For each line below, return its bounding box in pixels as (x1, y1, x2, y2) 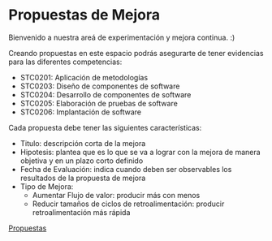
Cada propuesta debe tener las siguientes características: (8, 123, 202, 132)
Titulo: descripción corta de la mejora (19, 138, 146, 148)
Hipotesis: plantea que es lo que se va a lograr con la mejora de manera (19, 147, 261, 157)
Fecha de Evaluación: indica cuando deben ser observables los (19, 164, 232, 174)
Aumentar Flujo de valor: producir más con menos (32, 190, 201, 200)
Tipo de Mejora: (19, 181, 74, 192)
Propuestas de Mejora (8, 6, 161, 24)
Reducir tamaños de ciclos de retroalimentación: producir (32, 199, 225, 209)
